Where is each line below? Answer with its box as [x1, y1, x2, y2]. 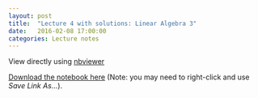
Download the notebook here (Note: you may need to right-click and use [8, 72, 250, 82]
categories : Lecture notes [8, 34, 99, 43]
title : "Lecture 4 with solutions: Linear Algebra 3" [8, 19, 197, 28]
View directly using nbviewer [8, 57, 105, 66]
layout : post [8, 11, 53, 20]
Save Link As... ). [8, 81, 63, 91]
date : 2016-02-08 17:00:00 [8, 27, 107, 35]
